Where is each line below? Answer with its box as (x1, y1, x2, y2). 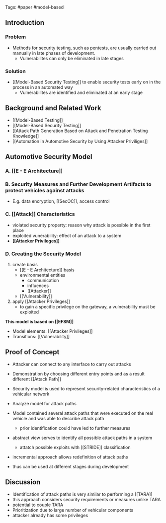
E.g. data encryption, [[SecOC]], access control (12, 198, 110, 204)
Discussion (5, 478, 41, 486)
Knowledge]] (12, 133, 39, 139)
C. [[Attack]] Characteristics (5, 211, 76, 218)
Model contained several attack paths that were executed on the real (12, 410, 153, 416)
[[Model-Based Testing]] (12, 117, 63, 123)
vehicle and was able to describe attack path (12, 415, 104, 421)
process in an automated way (12, 84, 73, 90)
